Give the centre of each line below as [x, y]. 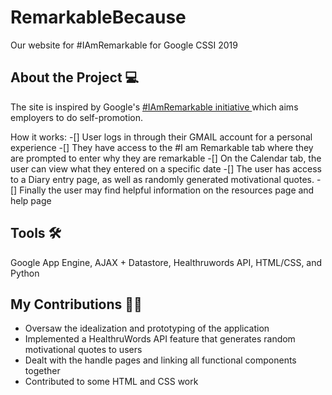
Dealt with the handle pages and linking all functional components [160, 360]
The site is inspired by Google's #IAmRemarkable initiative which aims [154, 107]
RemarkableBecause [98, 17]
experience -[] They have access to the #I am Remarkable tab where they [162, 147]
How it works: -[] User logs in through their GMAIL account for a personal [161, 137]
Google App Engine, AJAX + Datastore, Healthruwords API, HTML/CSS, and [166, 262]
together [42, 371]
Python [25, 273]
